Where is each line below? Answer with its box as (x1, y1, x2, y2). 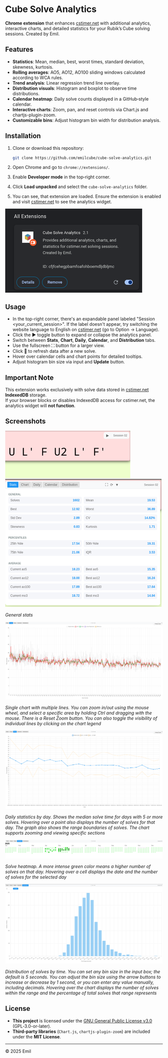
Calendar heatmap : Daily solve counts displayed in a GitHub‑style (12, 96, 149, 102)
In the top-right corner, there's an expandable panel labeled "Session (12, 316, 155, 322)
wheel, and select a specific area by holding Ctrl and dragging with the (5, 710, 152, 716)
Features (5, 45, 33, 54)
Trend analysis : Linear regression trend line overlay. (12, 80, 120, 86)
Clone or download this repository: (12, 145, 84, 151)
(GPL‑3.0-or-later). (12, 1023, 51, 1029)
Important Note (5, 373, 54, 382)
